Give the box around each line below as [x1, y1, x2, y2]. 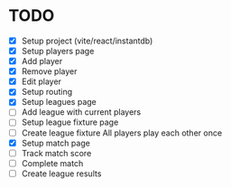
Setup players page [21, 46, 95, 56]
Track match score [21, 147, 92, 158]
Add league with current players [21, 107, 142, 117]
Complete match [21, 157, 84, 168]
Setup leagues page [21, 97, 97, 108]
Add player [21, 56, 63, 67]
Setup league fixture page [21, 117, 119, 127]
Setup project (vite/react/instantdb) [21, 35, 153, 46]
